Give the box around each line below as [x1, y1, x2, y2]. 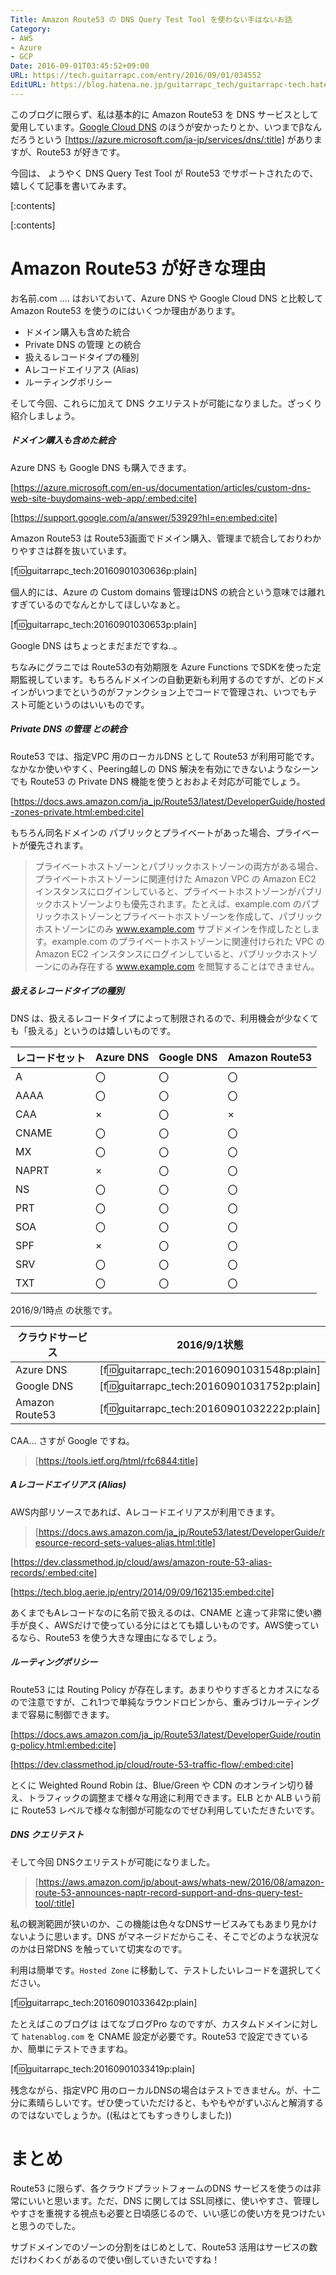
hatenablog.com [21, 2032, 85, 2042]
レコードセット [15, 1051, 87, 1065]
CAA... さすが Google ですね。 [10, 1434, 135, 1446]
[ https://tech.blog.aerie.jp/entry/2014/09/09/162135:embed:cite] [10, 1586, 275, 1598]
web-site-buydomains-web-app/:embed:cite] [10, 492, 198, 504]
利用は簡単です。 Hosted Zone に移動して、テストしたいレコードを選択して [10, 1964, 315, 1976]
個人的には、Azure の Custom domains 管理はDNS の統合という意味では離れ [10, 586, 326, 598]
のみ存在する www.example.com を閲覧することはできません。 [61, 960, 320, 972]
